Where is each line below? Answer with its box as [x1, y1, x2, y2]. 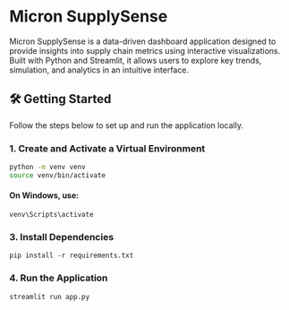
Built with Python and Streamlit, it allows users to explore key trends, [9, 55, 262, 65]
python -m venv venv [9, 163, 87, 172]
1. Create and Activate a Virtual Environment [9, 142, 206, 154]
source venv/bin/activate [9, 170, 106, 180]
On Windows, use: [9, 190, 79, 201]
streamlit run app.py [9, 292, 90, 301]
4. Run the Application [9, 271, 108, 284]
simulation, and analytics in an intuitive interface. [9, 65, 190, 75]
